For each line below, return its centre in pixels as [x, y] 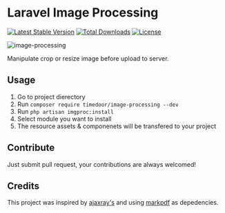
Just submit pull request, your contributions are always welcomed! [102, 164]
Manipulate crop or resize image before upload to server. [88, 58]
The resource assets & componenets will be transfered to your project [117, 126]
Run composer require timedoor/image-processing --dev [98, 104]
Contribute [31, 148]
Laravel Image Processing [83, 13]
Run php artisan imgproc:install [65, 111]
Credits [23, 186]
